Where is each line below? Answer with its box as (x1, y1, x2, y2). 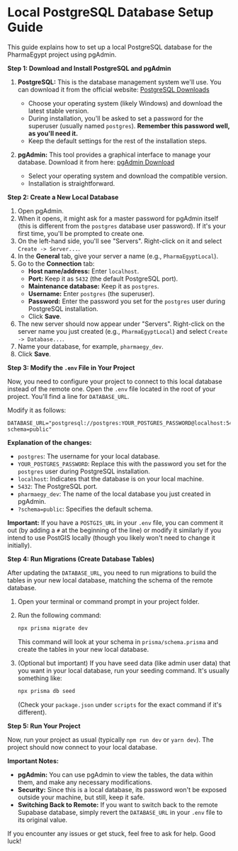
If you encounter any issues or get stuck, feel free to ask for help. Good (7, 829, 216, 838)
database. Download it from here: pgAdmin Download (17, 157, 175, 167)
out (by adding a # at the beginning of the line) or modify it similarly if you (7, 526, 222, 534)
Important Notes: (7, 756, 59, 765)
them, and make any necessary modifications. (17, 777, 152, 787)
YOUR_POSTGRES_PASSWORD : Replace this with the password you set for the (17, 459, 227, 468)
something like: (17, 674, 62, 682)
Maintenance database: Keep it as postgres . (28, 281, 159, 291)
